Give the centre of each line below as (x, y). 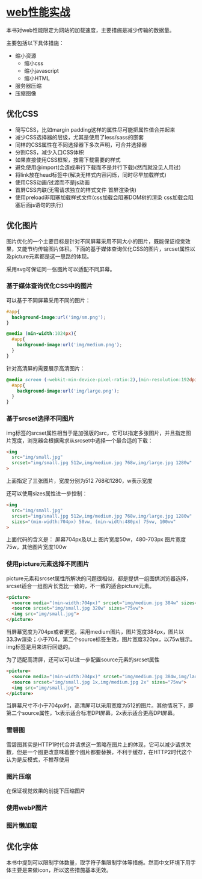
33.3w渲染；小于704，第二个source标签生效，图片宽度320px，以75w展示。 (101, 639)
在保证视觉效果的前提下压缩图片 (46, 791)
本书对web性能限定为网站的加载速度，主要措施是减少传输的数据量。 (90, 30)
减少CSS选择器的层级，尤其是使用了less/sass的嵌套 (79, 137)
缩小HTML (37, 78)
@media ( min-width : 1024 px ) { (41, 334)
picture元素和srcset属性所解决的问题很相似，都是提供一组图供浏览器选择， (99, 578)
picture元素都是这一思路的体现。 (52, 256)
